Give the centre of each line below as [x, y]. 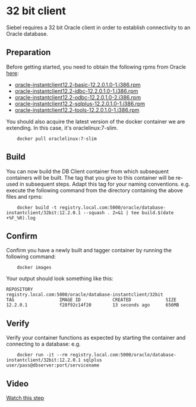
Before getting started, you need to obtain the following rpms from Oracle [96, 67]
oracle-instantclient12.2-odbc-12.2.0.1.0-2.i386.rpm [78, 97]
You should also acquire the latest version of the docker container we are [96, 121]
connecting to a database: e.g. [44, 344]
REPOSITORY [20, 290]
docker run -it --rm [42, 355]
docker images [34, 268]
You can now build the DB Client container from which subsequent [88, 171]
